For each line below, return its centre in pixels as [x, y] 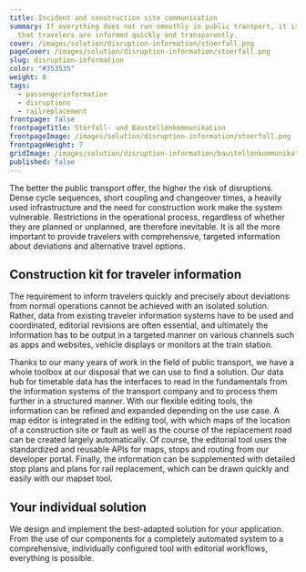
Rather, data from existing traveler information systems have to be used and [152, 316]
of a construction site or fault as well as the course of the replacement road [151, 430]
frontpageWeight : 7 [46, 145]
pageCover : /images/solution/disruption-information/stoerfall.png [140, 52]
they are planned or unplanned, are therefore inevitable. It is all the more [145, 226]
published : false [42, 162]
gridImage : [30, 153]
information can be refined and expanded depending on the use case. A [144, 411]
